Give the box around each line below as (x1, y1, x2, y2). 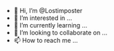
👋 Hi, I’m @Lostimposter (13, 7, 83, 14)
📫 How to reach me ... (13, 37, 78, 44)
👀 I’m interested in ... (13, 14, 73, 22)
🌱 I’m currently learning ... (13, 21, 88, 29)
